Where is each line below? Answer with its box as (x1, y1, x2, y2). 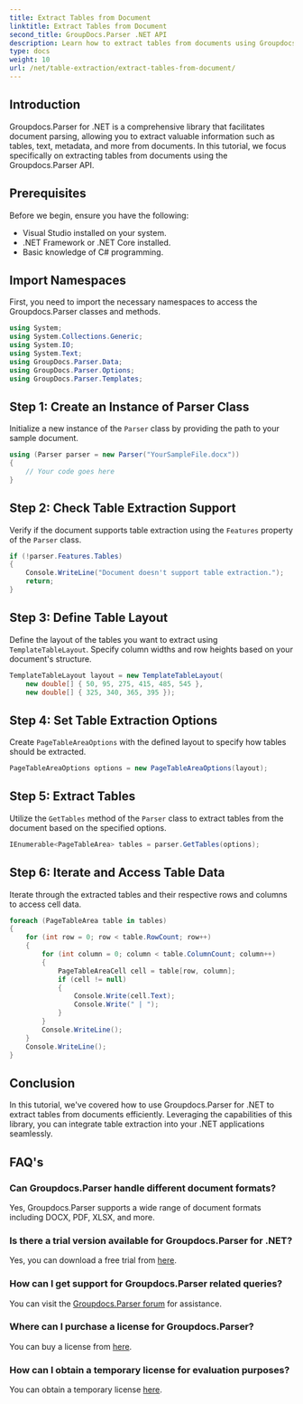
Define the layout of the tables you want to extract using (9, 634, 218, 645)
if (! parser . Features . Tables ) (9, 551, 124, 561)
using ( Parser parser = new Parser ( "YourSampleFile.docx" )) (9, 450, 241, 459)
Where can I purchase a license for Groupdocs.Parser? (9, 1321, 254, 1333)
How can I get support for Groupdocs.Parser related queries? (9, 1277, 282, 1290)
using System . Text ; (9, 349, 83, 358)
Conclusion (9, 1075, 76, 1090)
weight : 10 (9, 55, 50, 64)
